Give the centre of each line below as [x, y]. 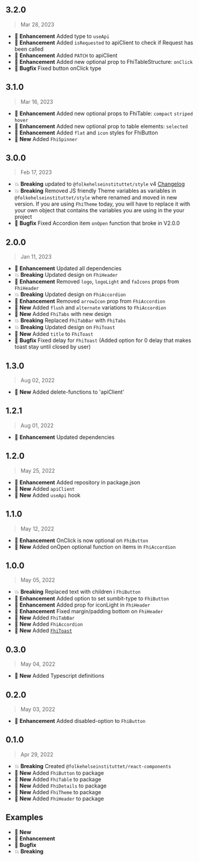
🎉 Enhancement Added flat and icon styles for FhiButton [86, 133]
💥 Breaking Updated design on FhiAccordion [70, 294]
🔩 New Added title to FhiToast [54, 334]
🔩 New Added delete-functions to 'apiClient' [69, 392]
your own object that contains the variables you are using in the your [99, 210]
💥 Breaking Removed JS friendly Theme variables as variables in [95, 191]
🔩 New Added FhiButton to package [59, 773]
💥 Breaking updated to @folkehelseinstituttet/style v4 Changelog [99, 184]
